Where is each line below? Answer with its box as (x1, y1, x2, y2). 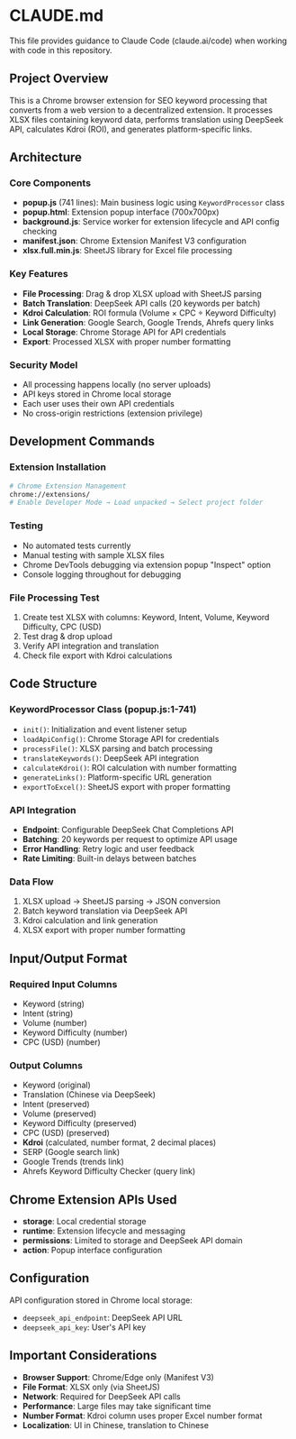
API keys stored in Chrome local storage (22, 389, 172, 399)
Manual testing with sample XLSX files (22, 549, 165, 560)
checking (22, 226, 58, 237)
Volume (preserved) (22, 1108, 97, 1119)
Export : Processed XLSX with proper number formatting (22, 335, 231, 347)
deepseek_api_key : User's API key (22, 1322, 147, 1333)
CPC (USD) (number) (22, 1036, 101, 1047)
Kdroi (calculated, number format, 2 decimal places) (22, 1137, 217, 1148)
